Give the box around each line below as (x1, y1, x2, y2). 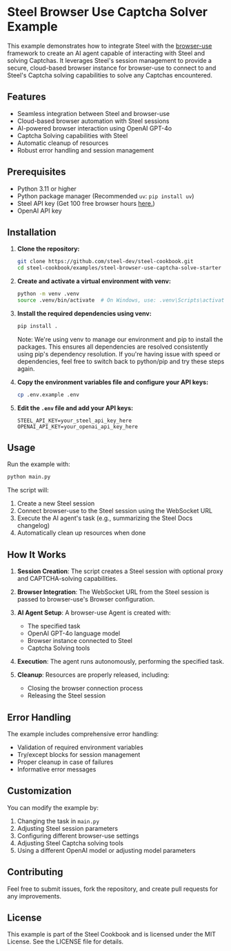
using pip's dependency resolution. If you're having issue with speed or (17, 349, 221, 358)
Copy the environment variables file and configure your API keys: (17, 378, 209, 386)
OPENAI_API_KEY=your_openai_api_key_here (17, 423, 138, 430)
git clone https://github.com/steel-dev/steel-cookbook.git (17, 258, 194, 265)
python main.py (7, 474, 51, 481)
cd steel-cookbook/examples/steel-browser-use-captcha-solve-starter (17, 265, 222, 271)
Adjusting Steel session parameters (17, 824, 119, 832)
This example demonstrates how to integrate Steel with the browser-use (7, 41, 212, 50)
